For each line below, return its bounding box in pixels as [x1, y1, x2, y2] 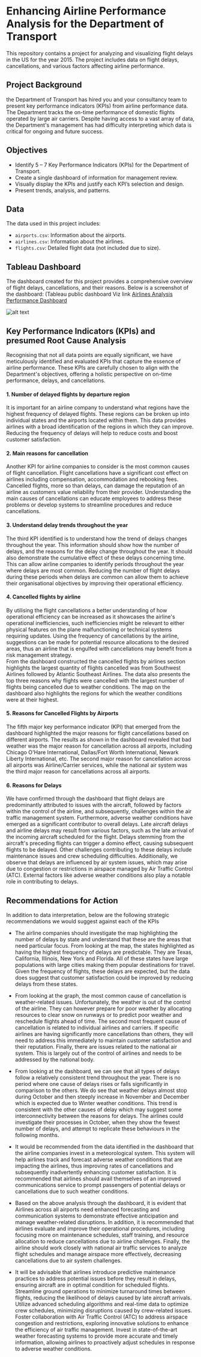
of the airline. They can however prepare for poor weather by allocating [14, 1005, 192, 1012]
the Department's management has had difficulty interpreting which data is [6, 121, 192, 129]
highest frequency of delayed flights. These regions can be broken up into [6, 410, 190, 418]
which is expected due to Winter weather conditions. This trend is [14, 1100, 178, 1107]
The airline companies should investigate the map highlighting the [14, 930, 178, 937]
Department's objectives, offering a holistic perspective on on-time [6, 371, 172, 377]
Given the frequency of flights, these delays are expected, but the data [14, 968, 190, 975]
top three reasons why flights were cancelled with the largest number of [6, 677, 185, 684]
